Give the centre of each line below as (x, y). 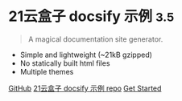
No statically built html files (65, 63)
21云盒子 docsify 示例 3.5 (91, 16)
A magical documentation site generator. (95, 39)
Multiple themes (47, 71)
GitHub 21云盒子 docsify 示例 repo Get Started (85, 88)
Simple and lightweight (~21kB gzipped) (86, 55)
